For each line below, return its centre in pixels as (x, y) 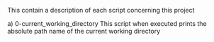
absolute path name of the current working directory (84, 31)
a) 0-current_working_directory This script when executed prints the (107, 23)
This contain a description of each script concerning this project (101, 10)
